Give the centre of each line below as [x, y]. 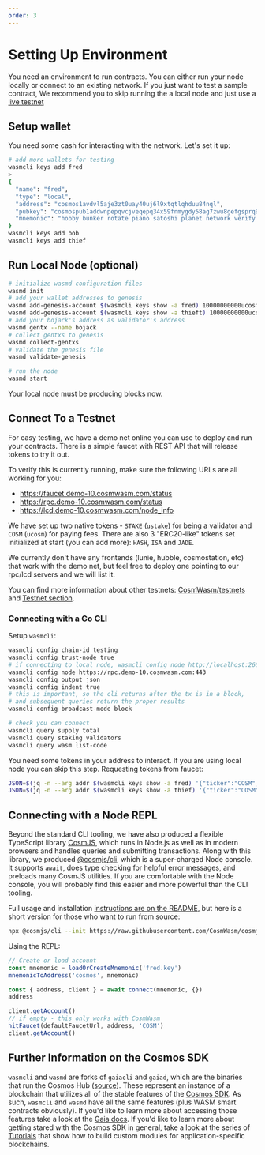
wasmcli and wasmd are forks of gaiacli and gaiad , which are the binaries [125, 1077]
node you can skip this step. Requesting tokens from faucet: [106, 769]
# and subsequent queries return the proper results [97, 702]
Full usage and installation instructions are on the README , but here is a [125, 909]
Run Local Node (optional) [74, 265]
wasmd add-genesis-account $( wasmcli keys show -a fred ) [104, 306]
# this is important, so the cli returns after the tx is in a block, [127, 694]
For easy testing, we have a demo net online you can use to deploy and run [130, 437]
